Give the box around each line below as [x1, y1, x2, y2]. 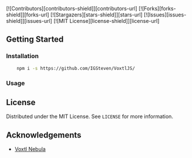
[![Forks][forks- [139, 5, 176, 12]
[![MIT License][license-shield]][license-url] [53, 18, 160, 24]
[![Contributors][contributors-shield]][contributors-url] [6, 5, 138, 12]
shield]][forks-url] [6, 11, 49, 18]
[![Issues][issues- [143, 11, 187, 18]
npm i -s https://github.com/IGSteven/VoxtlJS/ [16, 65, 135, 71]
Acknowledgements [6, 130, 82, 140]
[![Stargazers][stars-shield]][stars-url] [50, 11, 143, 18]
